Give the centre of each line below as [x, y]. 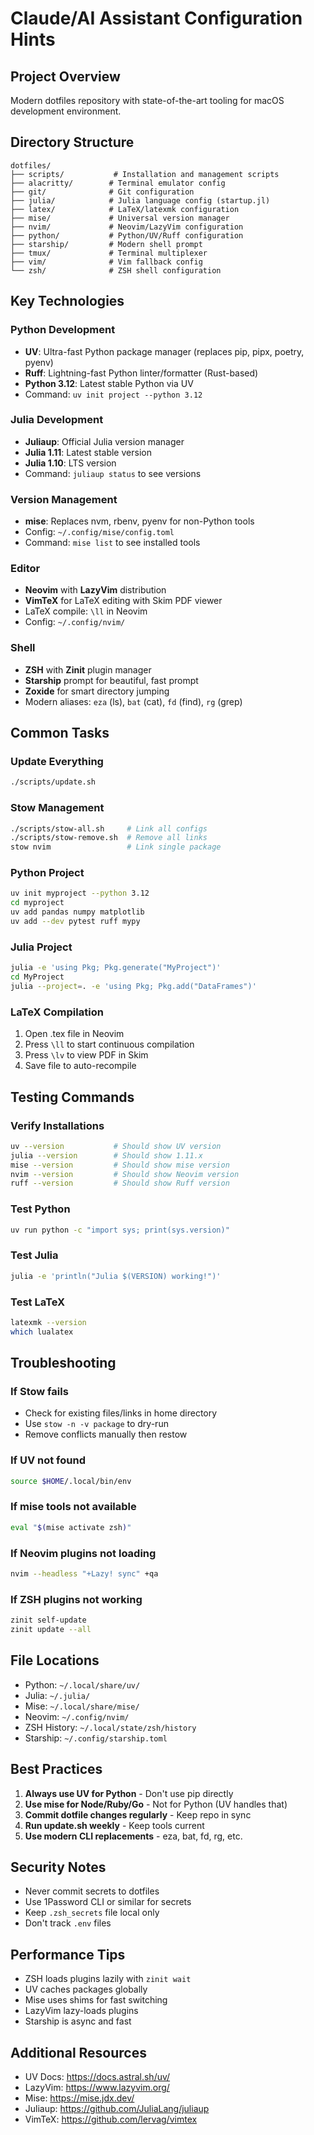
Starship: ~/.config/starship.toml [96, 1738]
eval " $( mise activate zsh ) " [71, 1527]
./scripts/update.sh [53, 782]
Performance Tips [68, 1954]
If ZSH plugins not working [76, 1599]
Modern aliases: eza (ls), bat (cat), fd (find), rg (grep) [133, 701]
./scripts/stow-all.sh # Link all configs [109, 828]
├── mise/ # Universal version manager [120, 218]
